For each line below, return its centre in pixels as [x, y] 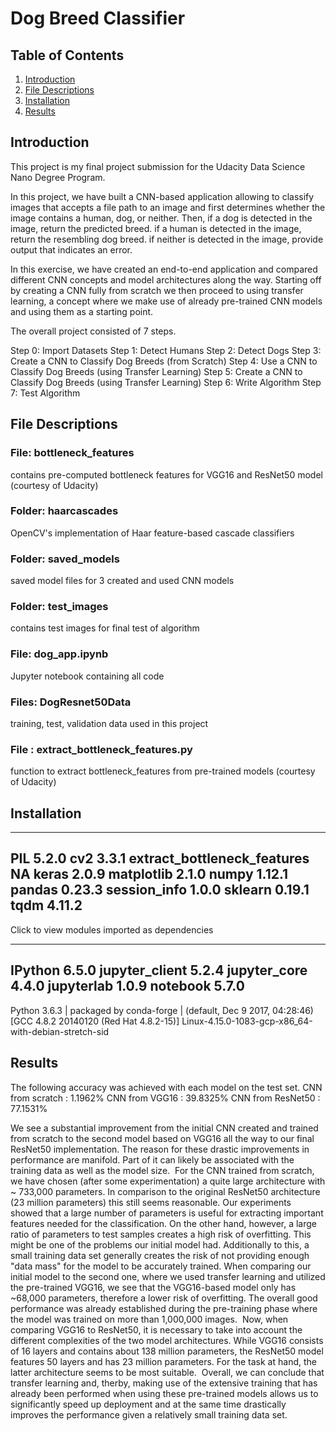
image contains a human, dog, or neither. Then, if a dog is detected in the [161, 218]
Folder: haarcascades [64, 511]
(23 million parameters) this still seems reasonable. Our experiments [151, 1202]
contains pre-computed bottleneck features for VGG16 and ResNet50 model [166, 474]
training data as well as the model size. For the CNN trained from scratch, [162, 1170]
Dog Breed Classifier [98, 18]
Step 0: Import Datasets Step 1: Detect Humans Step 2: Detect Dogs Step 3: [166, 350]
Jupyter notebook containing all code [87, 676]
